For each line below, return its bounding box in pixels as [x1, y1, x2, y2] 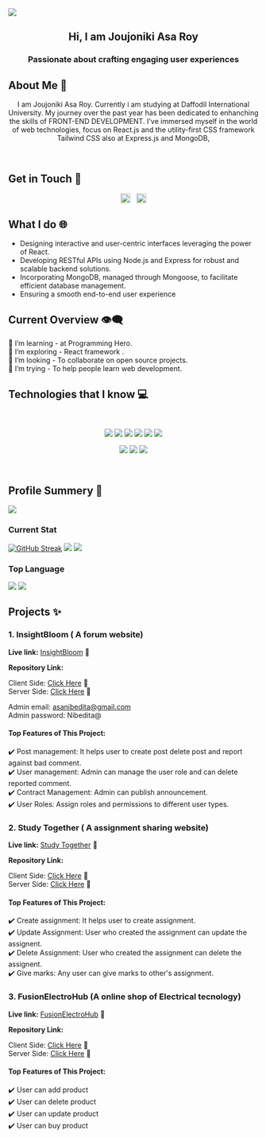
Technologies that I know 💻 [8, 388, 148, 401]
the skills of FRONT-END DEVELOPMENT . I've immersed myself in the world [9, 117, 258, 126]
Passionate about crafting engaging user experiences [27, 54, 240, 65]
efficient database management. [19, 281, 126, 290]
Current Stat [8, 524, 57, 536]
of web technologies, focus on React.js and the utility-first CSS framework [11, 125, 256, 134]
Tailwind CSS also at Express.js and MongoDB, [56, 134, 210, 143]
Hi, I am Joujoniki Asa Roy [68, 30, 199, 44]
